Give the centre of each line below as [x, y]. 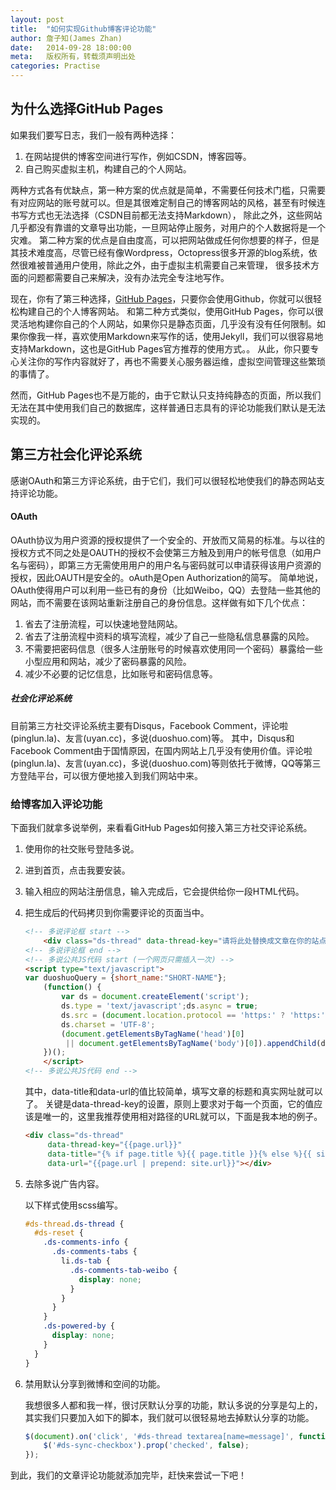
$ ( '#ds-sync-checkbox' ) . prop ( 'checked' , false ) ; [146, 1446]
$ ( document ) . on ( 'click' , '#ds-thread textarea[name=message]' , [159, 1436]
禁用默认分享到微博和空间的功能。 [95, 1383]
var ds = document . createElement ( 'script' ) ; [155, 997]
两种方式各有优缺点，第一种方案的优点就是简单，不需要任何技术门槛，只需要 [168, 190]
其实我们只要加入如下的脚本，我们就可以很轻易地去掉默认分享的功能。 [169, 1417]
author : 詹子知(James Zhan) [66, 38]
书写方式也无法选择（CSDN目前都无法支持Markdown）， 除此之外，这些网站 [166, 215]
